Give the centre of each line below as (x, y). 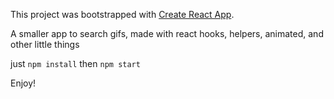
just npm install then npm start (75, 63)
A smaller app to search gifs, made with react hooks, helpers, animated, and (167, 33)
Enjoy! (23, 83)
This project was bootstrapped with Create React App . (122, 14)
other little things (45, 44)
